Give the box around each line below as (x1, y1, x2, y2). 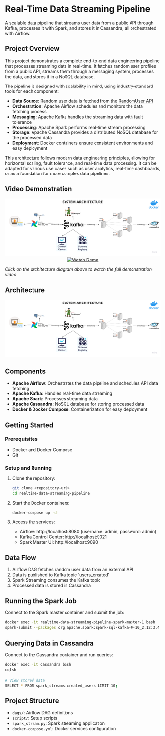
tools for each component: (5, 88, 59, 94)
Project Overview (5, 44, 60, 53)
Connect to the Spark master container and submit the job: (5, 609, 125, 616)
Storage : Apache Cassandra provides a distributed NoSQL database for (12, 130, 159, 135)
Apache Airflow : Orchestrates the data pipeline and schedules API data (12, 380, 159, 386)
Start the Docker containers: (12, 500, 70, 506)
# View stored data (5, 678, 45, 683)
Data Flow (5, 554, 36, 562)
